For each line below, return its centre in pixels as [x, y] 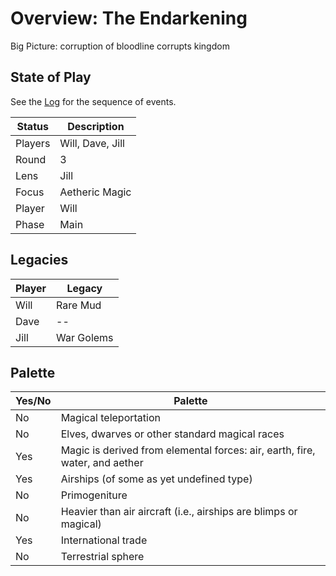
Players [33, 143]
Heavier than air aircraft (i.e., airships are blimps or [179, 512]
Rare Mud [79, 305]
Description [96, 126]
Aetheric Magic [95, 192]
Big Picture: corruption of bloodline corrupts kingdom [120, 46]
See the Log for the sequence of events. [93, 101]
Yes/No [33, 401]
